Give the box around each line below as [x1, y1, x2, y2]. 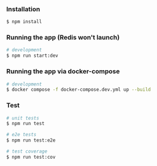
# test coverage [6, 148, 47, 154]
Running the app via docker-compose [6, 67, 120, 76]
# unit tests [6, 115, 40, 121]
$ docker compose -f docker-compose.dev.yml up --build [6, 87, 151, 93]
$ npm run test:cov [6, 154, 56, 160]
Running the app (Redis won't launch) [6, 33, 120, 41]
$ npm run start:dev [6, 52, 59, 59]
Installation [6, 5, 41, 13]
